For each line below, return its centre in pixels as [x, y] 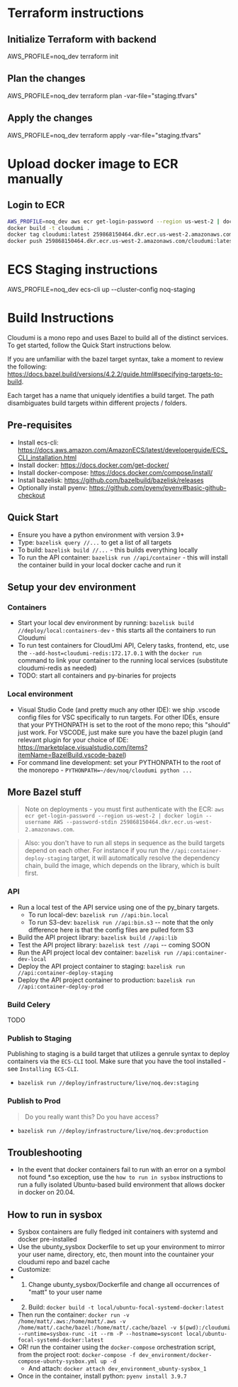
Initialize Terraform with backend [82, 39]
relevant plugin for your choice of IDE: [73, 739]
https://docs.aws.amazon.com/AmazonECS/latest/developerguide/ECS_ [123, 450]
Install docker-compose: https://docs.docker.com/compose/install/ [115, 472]
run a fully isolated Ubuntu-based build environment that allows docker [121, 1185]
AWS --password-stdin [85, 822]
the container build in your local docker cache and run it [99, 565]
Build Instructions [61, 318]
